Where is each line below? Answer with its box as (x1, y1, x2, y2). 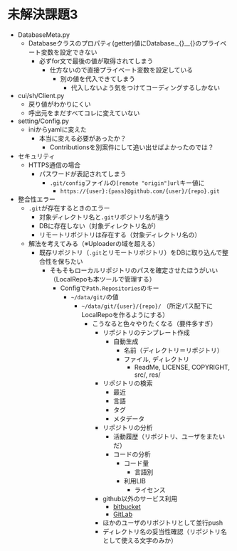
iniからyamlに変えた (28, 125, 87, 134)
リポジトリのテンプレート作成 (102, 328, 190, 336)
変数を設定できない (41, 48, 98, 56)
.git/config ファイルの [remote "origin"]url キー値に (49, 178, 205, 187)
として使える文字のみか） (102, 536, 178, 545)
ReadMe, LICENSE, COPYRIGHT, (134, 363, 230, 371)
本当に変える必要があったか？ (38, 134, 127, 142)
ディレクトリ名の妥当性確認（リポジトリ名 (102, 527, 228, 535)
